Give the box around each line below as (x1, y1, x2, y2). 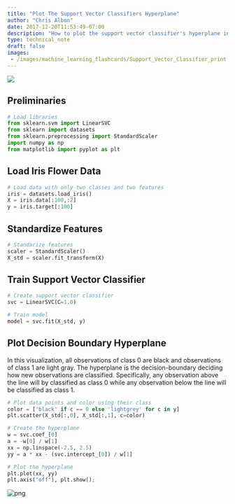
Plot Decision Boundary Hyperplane (7, 337, 166, 349)
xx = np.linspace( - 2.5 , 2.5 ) (7, 444, 92, 451)
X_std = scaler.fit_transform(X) (7, 254, 105, 261)
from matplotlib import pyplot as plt (7, 146, 120, 153)
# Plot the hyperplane (7, 463, 73, 470)
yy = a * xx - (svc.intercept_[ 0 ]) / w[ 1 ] (7, 451, 133, 458)
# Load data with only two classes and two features (7, 183, 164, 191)
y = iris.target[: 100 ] (7, 204, 73, 211)
